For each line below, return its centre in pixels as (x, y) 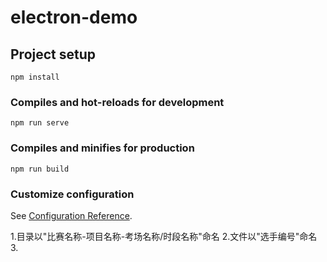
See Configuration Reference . (71, 215)
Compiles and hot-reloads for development (117, 102)
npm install (35, 77)
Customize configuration (72, 194)
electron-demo (74, 17)
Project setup (53, 54)
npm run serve (40, 123)
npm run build (40, 169)
